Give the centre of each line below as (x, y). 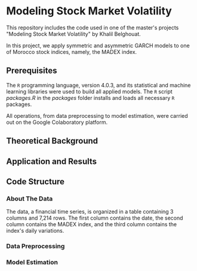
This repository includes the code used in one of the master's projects (93, 28)
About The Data (30, 199)
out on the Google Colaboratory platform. (57, 122)
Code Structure (35, 182)
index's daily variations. (35, 231)
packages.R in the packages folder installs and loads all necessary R (90, 98)
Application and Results (52, 161)
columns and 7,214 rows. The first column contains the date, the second (95, 218)
